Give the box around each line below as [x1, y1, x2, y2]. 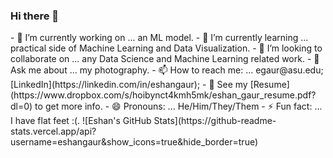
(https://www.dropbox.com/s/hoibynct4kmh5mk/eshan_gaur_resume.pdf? [10, 89, 317, 101]
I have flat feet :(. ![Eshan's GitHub [10, 115, 152, 127]
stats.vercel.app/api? [10, 125, 97, 138]
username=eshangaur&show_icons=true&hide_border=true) [10, 136, 259, 148]
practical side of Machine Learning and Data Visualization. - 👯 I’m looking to [10, 42, 323, 54]
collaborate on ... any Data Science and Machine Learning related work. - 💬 [10, 53, 320, 65]
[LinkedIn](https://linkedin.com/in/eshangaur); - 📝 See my [10, 79, 248, 91]
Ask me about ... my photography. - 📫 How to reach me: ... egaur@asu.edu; [10, 64, 324, 76]
